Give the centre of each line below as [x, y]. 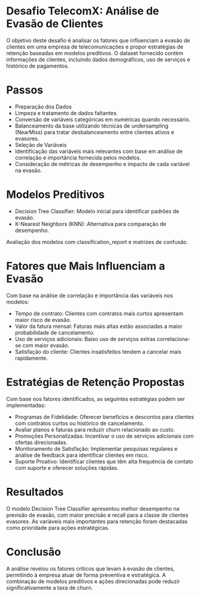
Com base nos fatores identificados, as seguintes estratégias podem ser [96, 399]
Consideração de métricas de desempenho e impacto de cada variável [102, 164]
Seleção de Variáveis [41, 144]
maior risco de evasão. [43, 319]
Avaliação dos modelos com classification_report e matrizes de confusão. [97, 242]
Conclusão [34, 552]
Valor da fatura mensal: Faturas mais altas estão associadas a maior [99, 326]
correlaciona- [173, 339]
